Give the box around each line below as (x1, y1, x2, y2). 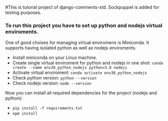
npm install (12, 111, 38, 116)
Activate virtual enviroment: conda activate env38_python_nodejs (12, 69, 147, 75)
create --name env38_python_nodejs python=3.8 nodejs (12, 65, 127, 70)
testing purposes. (5, 9, 42, 15)
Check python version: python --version (12, 75, 97, 81)
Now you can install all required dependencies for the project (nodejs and (5, 90, 157, 96)
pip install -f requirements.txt (12, 106, 83, 111)
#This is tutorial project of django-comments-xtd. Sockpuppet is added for (5, 4, 159, 10)
